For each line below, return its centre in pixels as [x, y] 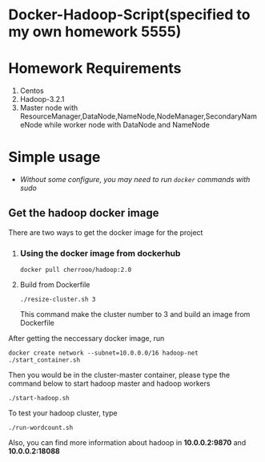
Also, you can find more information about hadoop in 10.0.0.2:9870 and [127, 443]
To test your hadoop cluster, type [63, 413]
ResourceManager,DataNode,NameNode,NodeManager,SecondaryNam [139, 116]
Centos [32, 91]
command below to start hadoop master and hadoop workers [109, 383]
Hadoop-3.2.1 [42, 99]
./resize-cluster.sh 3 [58, 300]
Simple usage [54, 157]
